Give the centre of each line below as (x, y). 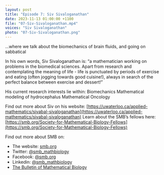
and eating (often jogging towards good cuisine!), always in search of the (79, 77)
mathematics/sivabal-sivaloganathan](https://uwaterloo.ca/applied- (74, 112)
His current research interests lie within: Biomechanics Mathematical (75, 92)
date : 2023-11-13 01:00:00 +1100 (39, 19)
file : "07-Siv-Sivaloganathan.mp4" (42, 23)
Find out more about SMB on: (35, 137)
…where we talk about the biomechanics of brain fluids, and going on (75, 46)
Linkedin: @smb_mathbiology (42, 162)
